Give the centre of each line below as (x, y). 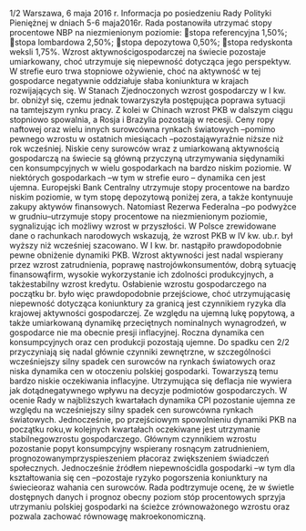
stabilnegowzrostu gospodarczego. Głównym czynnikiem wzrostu (133, 439)
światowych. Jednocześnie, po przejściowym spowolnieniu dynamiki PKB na (153, 419)
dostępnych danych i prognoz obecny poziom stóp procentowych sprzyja (148, 497)
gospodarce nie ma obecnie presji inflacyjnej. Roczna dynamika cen (137, 332)
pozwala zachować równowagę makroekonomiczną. (108, 516)
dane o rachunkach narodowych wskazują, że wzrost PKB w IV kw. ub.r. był (151, 235)
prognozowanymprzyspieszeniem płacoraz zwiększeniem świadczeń (139, 458)
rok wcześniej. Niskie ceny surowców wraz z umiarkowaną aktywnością (144, 148)
